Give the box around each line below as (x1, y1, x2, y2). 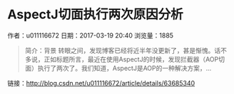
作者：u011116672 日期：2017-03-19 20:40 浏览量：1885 (7, 31, 173, 40)
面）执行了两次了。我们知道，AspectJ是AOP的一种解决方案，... (24, 64, 212, 72)
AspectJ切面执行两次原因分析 (7, 6, 183, 23)
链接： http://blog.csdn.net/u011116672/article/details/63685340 (7, 78, 195, 87)
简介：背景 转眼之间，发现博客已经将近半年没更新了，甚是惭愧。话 (24, 46, 221, 54)
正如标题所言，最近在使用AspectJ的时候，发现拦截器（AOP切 (44, 54, 225, 64)
